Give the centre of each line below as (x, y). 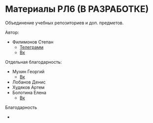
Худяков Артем (28, 87)
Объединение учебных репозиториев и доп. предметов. (64, 23)
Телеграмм (31, 47)
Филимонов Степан (33, 42)
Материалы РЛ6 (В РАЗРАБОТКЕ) (77, 9)
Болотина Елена (29, 92)
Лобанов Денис (29, 82)
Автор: (12, 32)
